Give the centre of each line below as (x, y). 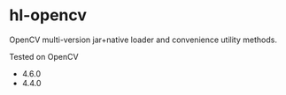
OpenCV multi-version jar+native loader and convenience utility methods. (143, 40)
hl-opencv (48, 15)
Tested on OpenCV (44, 56)
